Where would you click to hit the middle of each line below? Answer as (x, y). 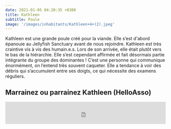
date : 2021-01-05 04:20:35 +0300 (41, 10)
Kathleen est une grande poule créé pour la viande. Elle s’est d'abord (78, 39)
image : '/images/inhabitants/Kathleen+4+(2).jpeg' (60, 24)
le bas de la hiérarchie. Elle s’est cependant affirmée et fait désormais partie (85, 55)
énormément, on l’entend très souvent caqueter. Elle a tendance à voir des (83, 66)
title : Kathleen (22, 15)
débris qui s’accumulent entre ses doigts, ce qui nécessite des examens (81, 71)
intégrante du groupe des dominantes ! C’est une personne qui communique (85, 60)
